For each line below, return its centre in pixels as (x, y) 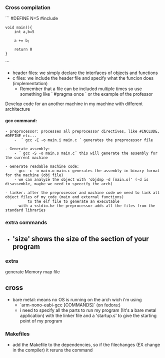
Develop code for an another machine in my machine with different (74, 104)
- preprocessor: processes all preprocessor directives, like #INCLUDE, (82, 131)
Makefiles (17, 333)
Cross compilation (28, 8)
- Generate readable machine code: (42, 166)
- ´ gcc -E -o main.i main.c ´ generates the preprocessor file (84, 140)
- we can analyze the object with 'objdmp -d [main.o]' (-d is (81, 179)
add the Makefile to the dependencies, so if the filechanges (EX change (86, 345)
